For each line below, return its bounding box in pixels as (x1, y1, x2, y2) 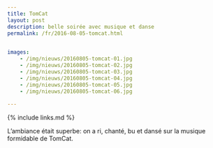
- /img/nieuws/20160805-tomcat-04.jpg (20, 75, 133, 82)
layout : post (7, 17, 45, 24)
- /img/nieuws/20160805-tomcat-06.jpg (20, 88, 133, 95)
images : (7, 49, 30, 56)
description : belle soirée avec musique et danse (7, 23, 155, 30)
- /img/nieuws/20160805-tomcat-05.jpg (20, 81, 133, 88)
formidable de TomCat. (7, 134, 73, 143)
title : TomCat (7, 10, 49, 17)
